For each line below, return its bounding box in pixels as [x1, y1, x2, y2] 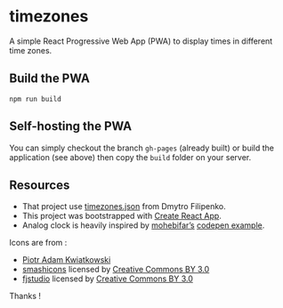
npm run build [9, 94, 62, 103]
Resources [9, 177, 70, 192]
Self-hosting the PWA [9, 118, 132, 134]
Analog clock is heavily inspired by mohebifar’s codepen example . [21, 220, 265, 231]
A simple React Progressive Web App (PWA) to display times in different [9, 36, 273, 46]
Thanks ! [9, 291, 42, 302]
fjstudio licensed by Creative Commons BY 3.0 [21, 273, 193, 284]
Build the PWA [9, 71, 91, 86]
